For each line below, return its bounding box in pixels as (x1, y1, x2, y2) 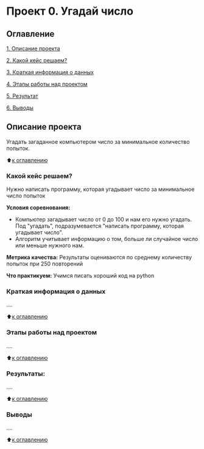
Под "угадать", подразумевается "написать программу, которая (15, 222, 185, 230)
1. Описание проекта (6, 45, 60, 52)
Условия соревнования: (6, 204, 71, 212)
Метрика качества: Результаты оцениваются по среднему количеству (6, 254, 192, 261)
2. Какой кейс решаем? (6, 57, 68, 64)
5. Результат (6, 92, 38, 99)
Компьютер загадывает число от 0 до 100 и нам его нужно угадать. (15, 216, 192, 223)
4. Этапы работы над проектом (6, 81, 88, 87)
